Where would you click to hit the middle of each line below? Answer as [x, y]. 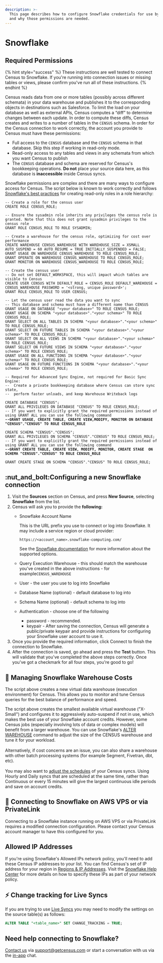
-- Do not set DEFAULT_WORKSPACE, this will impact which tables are [77, 275]
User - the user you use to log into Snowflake [65, 583]
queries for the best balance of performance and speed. [61, 700]
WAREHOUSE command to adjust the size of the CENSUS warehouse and [79, 735]
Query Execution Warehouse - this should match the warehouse [83, 563]
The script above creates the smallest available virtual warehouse [71, 709]
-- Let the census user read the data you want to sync [63, 300]
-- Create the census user [32, 271]
